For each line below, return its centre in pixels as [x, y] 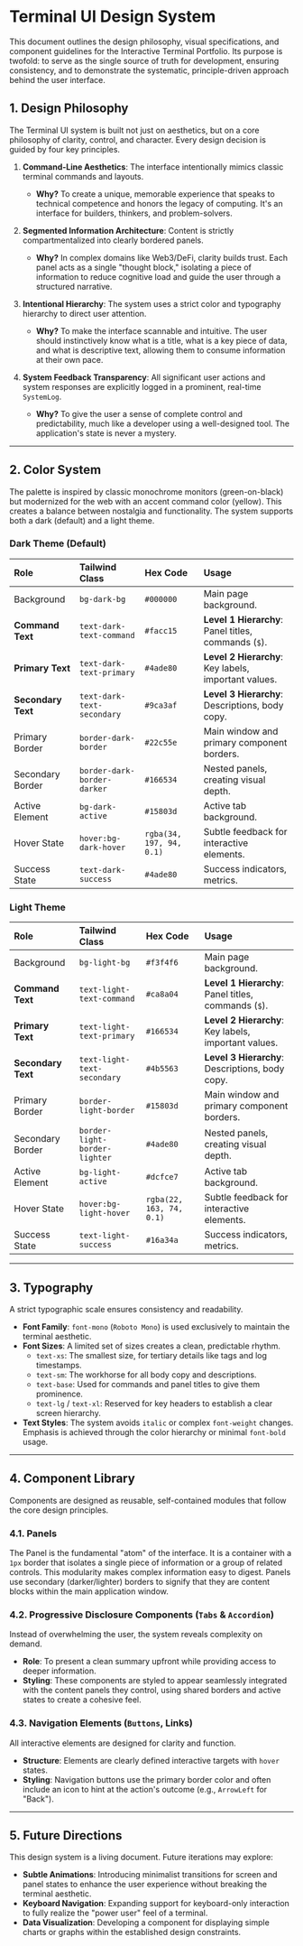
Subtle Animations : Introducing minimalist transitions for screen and [150, 1875]
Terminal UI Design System [113, 17]
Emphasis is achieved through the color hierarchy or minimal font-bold [154, 1432]
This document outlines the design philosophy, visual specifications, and [144, 42]
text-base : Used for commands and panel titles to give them [147, 1384]
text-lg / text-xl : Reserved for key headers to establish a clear [154, 1403]
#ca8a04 [162, 994]
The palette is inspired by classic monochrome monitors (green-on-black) [147, 491]
